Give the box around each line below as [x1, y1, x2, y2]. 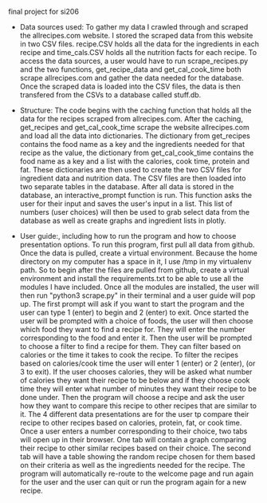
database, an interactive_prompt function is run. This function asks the [19, 191, 253, 200]
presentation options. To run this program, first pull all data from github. [19, 240, 255, 249]
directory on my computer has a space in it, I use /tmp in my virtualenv [19, 257, 253, 266]
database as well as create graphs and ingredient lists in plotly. [19, 216, 227, 225]
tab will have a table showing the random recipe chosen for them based [19, 452, 256, 461]
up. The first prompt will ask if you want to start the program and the [19, 299, 245, 308]
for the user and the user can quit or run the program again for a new [19, 477, 247, 486]
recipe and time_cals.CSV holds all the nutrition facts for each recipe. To [19, 48, 257, 57]
